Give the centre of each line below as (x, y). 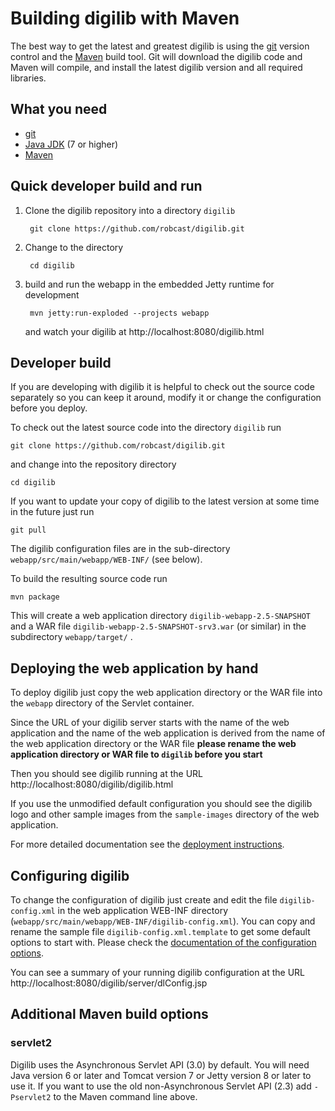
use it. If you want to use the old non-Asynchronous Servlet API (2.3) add (161, 1086)
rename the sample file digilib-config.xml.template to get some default (160, 931)
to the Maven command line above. (125, 1096)
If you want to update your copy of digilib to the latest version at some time (165, 501)
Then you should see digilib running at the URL (106, 774)
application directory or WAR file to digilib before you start (136, 754)
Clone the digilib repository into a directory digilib (130, 210)
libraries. (28, 78)
